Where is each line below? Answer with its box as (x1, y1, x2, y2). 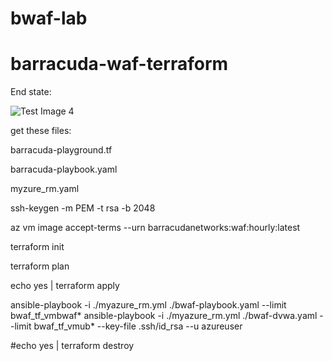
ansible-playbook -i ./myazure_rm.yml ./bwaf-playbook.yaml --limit (10, 299, 287, 311)
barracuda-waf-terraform (10, 53, 229, 76)
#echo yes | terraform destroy (10, 340, 135, 352)
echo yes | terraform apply (10, 280, 120, 292)
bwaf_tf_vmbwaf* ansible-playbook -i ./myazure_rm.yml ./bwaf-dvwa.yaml (10, 310, 318, 322)
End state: (10, 86, 52, 98)
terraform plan (10, 260, 70, 272)
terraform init (10, 241, 65, 253)
